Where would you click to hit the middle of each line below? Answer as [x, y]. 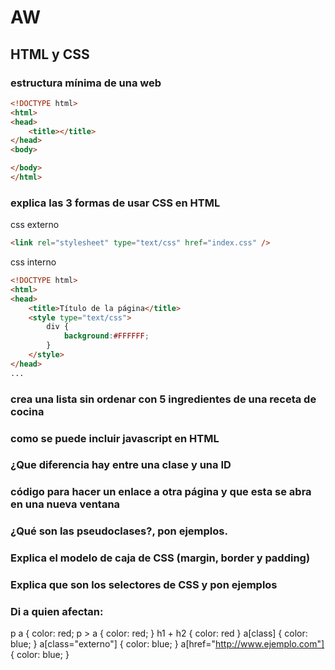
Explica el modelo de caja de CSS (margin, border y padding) [160, 558]
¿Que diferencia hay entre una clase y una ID [121, 465]
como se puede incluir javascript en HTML [115, 438]
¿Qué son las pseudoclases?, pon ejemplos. [119, 531]
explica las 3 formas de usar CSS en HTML [115, 203]
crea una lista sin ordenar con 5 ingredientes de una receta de [163, 399]
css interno [33, 262]
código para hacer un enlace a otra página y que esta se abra [161, 492]
